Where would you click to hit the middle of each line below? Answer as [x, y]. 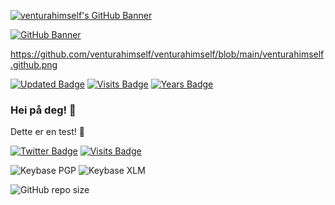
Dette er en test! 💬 [47, 132]
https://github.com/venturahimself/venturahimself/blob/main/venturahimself [167, 54]
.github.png [34, 64]
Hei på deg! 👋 [43, 110]
